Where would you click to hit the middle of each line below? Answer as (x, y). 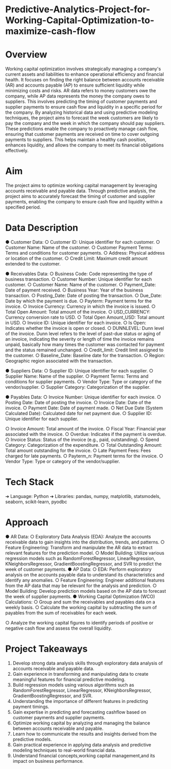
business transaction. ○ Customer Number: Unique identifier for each (79, 279)
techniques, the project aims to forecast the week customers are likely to (82, 118)
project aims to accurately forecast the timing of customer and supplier (80, 196)
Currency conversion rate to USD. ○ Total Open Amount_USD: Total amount (85, 317)
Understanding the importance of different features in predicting (80, 701)
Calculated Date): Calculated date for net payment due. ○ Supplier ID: (79, 413)
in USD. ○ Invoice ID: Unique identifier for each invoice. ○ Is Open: (76, 323)
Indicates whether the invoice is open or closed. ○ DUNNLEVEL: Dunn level (85, 328)
